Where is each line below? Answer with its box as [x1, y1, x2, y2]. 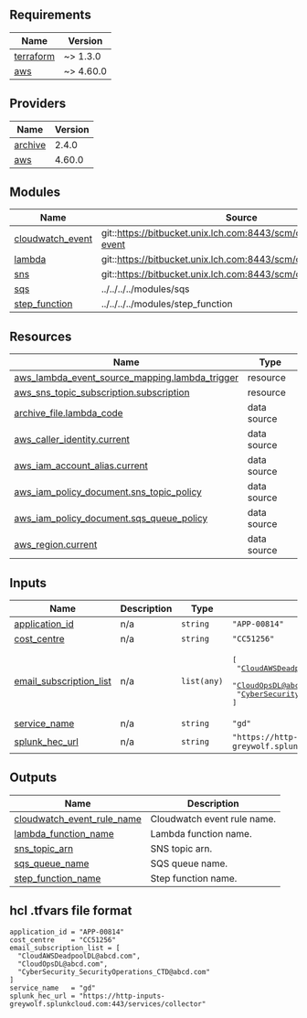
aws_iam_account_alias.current [14, 459, 148, 472]
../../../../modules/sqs [101, 283, 190, 295]
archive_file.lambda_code [14, 407, 123, 420]
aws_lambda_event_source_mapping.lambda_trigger [14, 371, 239, 384]
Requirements [9, 7, 91, 23]
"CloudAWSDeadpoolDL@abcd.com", [17, 951, 142, 960]
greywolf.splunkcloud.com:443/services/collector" [9, 999, 206, 1009]
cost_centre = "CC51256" [9, 935, 117, 945]
